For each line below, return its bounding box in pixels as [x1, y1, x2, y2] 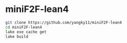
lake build [5, 34, 29, 39]
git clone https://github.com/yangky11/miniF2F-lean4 [5, 20, 122, 25]
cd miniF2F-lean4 [5, 24, 42, 29]
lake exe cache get [5, 29, 47, 34]
